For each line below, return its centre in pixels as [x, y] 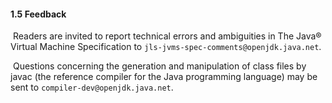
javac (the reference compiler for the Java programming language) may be [164, 77]
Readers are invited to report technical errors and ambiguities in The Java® [167, 36]
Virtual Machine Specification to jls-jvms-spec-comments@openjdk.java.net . [166, 47]
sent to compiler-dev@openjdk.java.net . [92, 87]
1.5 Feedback [38, 14]
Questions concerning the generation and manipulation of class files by [159, 66]
